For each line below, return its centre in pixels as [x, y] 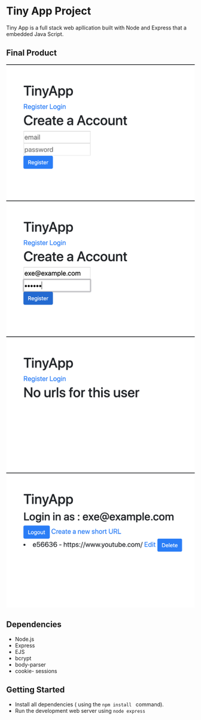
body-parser [30, 664]
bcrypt [23, 658]
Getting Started [36, 690]
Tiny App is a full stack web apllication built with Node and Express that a [97, 28]
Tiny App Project [49, 11]
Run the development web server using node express [80, 710]
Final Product [31, 53]
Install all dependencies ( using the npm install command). [89, 704]
